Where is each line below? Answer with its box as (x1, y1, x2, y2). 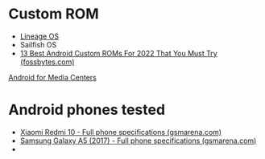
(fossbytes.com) (19, 57, 75, 67)
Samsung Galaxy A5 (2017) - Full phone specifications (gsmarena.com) (19, 136, 257, 145)
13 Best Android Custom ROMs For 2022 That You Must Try (19, 48, 217, 58)
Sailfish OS (19, 39, 57, 49)
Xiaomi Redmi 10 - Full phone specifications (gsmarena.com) (19, 127, 222, 137)
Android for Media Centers (8, 72, 97, 82)
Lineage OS (19, 31, 59, 41)
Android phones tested (8, 101, 166, 119)
